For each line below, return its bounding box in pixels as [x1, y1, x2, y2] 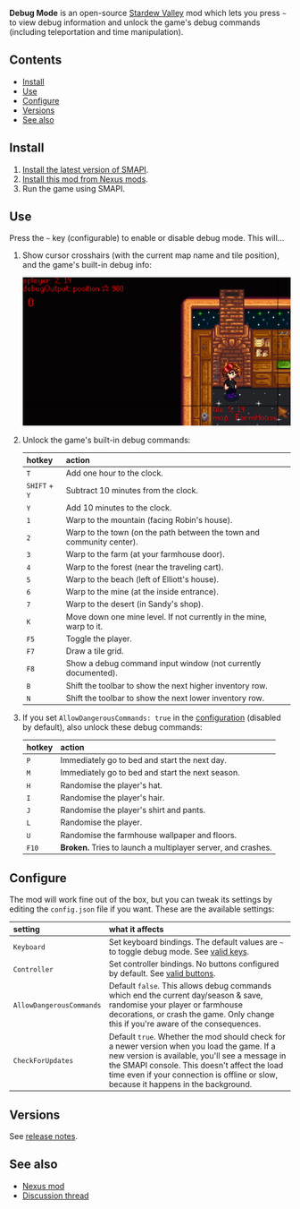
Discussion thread [21, 1190, 89, 1201]
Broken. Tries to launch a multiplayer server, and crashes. [60, 842, 272, 853]
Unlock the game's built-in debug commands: [21, 434, 191, 446]
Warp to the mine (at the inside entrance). [65, 587, 219, 597]
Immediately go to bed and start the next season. [60, 767, 240, 778]
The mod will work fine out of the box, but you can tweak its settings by [9, 895, 272, 905]
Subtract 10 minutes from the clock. [65, 484, 198, 495]
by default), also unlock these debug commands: [21, 722, 203, 733]
